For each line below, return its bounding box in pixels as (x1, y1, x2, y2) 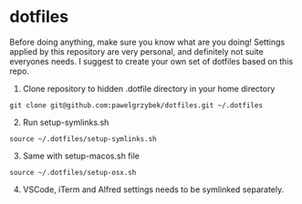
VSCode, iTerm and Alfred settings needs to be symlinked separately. (22, 184, 285, 195)
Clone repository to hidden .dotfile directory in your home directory (22, 83, 276, 94)
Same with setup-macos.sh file (22, 150, 140, 161)
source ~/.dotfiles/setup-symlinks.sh (9, 134, 157, 143)
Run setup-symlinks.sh (22, 117, 109, 127)
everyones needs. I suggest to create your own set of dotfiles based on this (9, 56, 294, 66)
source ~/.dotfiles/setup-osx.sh (9, 168, 137, 177)
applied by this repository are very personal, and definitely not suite (9, 46, 264, 56)
